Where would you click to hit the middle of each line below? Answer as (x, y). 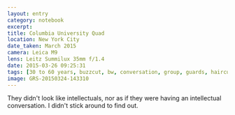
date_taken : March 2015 (42, 46)
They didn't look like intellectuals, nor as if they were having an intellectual (114, 98)
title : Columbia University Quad (56, 33)
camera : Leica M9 (33, 53)
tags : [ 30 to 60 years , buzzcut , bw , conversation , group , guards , (108, 72)
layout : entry (28, 14)
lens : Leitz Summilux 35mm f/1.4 (56, 59)
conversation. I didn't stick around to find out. (73, 106)
